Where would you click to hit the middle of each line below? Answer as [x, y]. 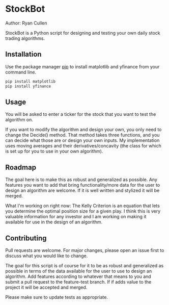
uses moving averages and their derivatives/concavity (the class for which [83, 146]
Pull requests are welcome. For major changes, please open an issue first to [85, 250]
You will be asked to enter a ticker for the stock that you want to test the [81, 114]
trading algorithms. [25, 38]
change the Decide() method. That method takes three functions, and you [82, 135]
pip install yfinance [28, 86]
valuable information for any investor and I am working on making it [76, 217]
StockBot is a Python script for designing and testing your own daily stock [83, 33]
